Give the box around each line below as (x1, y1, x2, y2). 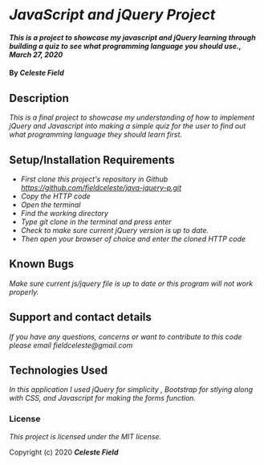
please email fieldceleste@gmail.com (9, 340, 133, 350)
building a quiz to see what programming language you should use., (9, 41, 242, 51)
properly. (9, 287, 39, 296)
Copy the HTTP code (20, 191, 91, 201)
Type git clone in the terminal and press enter (20, 217, 172, 226)
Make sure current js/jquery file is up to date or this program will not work (9, 279, 254, 288)
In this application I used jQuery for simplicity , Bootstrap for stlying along (9, 385, 254, 394)
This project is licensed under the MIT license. (9, 431, 162, 441)
